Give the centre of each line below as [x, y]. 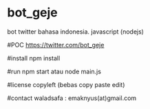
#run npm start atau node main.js [54, 71]
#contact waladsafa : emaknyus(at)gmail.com [72, 98]
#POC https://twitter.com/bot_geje [56, 45]
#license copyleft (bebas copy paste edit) [66, 84]
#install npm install [34, 58]
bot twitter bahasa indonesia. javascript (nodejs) [76, 32]
